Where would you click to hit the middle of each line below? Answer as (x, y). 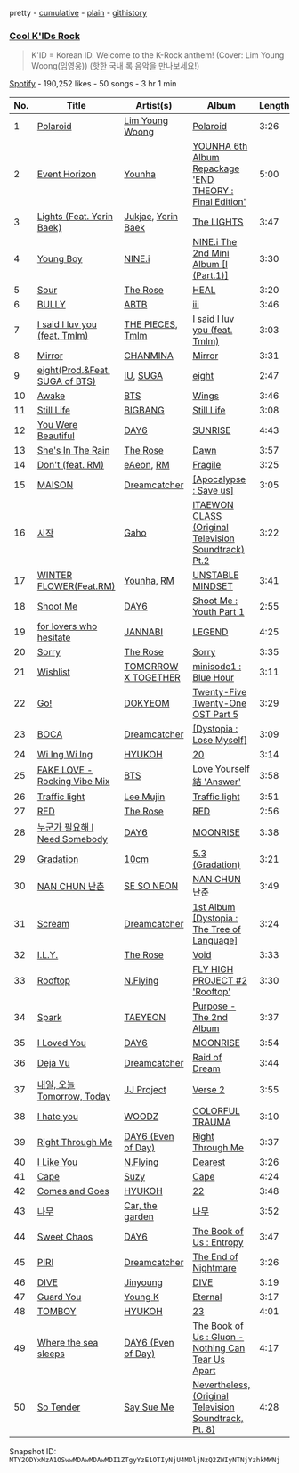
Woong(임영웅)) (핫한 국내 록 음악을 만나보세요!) (115, 66)
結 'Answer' (217, 782)
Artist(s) (154, 106)
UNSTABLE (216, 576)
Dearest (209, 1162)
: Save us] (213, 491)
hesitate (54, 638)
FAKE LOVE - (65, 770)
